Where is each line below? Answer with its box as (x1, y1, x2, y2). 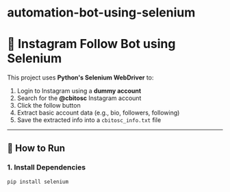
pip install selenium (7, 178, 69, 185)
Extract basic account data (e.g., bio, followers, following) (16, 108, 180, 117)
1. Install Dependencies (7, 163, 86, 172)
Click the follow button (16, 101, 81, 110)
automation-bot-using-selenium (7, 5, 196, 21)
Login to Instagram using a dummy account (16, 87, 142, 95)
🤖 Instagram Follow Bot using (7, 36, 176, 52)
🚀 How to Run (7, 142, 66, 154)
